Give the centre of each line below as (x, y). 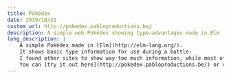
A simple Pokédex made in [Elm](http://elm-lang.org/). (101, 45)
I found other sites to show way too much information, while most (118, 58)
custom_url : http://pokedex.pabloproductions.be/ (80, 26)
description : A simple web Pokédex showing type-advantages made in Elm (113, 33)
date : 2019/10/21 (32, 20)
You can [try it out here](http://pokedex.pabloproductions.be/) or (120, 65)
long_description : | (37, 39)
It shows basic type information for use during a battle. (106, 52)
